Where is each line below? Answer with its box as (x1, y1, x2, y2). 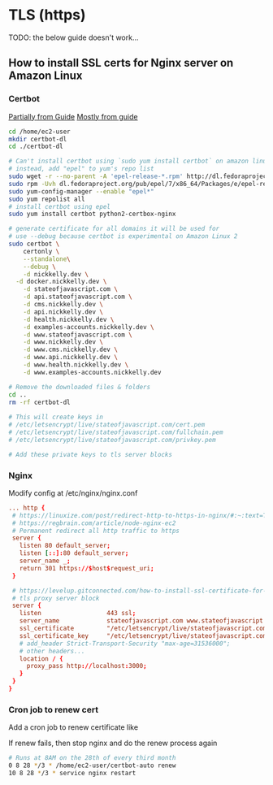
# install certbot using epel (8, 202, 111, 210)
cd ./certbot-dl (8, 142, 63, 151)
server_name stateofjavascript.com (19, 617, 184, 625)
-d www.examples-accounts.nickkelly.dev (23, 368, 162, 376)
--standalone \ (23, 254, 71, 263)
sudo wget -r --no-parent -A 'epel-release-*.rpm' (8, 172, 184, 180)
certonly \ (23, 247, 60, 255)
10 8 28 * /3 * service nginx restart (8, 769, 136, 777)
